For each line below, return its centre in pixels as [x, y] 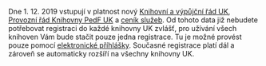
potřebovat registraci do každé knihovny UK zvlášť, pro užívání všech [123, 28]
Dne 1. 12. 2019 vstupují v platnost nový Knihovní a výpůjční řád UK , [119, 12]
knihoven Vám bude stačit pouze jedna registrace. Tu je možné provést [125, 37]
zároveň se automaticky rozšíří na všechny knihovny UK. [101, 54]
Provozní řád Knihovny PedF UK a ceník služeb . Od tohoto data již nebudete [133, 20]
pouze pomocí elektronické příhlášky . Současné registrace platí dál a [121, 45]
